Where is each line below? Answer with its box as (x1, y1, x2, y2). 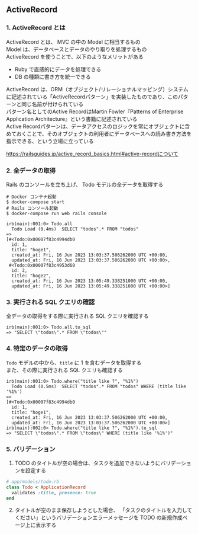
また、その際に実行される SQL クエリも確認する (6, 366, 123, 373)
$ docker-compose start (6, 199, 65, 205)
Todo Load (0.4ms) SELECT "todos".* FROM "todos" (11, 226, 139, 232)
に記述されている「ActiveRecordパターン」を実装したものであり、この (6, 93, 178, 100)
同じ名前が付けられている (21, 100, 84, 107)
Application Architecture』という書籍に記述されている (6, 115, 138, 122)
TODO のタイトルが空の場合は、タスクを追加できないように (14, 459, 161, 466)
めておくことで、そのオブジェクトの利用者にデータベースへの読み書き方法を (6, 130, 192, 137)
